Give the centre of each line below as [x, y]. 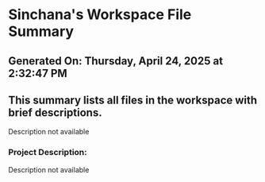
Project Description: [48, 153]
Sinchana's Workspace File [100, 15]
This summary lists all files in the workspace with [133, 100]
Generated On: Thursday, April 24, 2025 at [116, 61]
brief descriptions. [55, 112]
